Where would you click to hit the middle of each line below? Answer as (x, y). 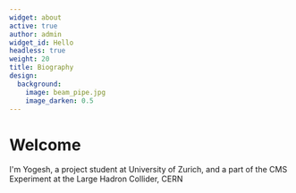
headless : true (38, 51)
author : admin (36, 34)
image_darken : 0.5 (59, 101)
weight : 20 (30, 59)
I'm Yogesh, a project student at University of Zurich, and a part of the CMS (148, 170)
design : (24, 76)
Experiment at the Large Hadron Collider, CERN (96, 179)
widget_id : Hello (42, 42)
